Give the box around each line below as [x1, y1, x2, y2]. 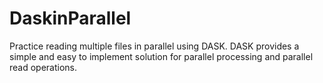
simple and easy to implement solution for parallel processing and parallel [9, 50, 314, 62]
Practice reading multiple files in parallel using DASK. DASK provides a [9, 40, 300, 52]
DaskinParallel [9, 7, 132, 30]
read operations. [9, 61, 78, 73]
